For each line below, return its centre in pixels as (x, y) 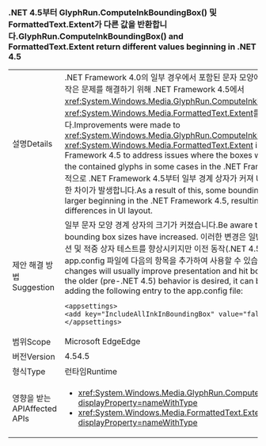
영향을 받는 (32, 398)
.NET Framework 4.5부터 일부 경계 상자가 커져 (171, 178)
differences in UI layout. (108, 211)
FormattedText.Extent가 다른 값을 (72, 24)
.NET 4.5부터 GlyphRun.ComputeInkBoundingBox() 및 (112, 12)
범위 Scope (32, 342)
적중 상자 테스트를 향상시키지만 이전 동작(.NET (165, 249)
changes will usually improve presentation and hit (156, 271)
